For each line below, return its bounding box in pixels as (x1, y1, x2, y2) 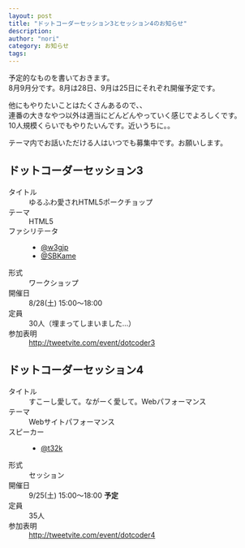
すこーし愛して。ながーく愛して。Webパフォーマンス (28, 396, 207, 406)
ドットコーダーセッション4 (8, 363, 144, 378)
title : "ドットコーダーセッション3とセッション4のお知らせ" (8, 19, 188, 28)
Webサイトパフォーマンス (28, 416, 115, 426)
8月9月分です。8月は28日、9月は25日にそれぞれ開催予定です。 (8, 83, 220, 93)
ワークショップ (28, 278, 79, 287)
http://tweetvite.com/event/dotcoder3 (28, 338, 156, 347)
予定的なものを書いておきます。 (8, 73, 114, 82)
